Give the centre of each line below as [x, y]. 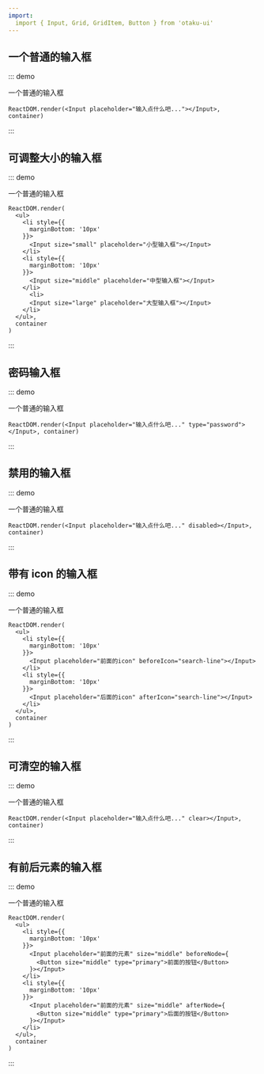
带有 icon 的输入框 [53, 574]
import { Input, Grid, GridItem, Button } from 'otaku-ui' [115, 23]
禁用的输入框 [40, 473]
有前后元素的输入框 [55, 867]
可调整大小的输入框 [55, 158]
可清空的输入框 [45, 766]
